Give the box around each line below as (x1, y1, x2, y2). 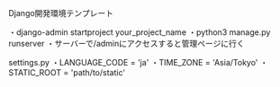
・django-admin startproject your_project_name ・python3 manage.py (8, 27, 271, 38)
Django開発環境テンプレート (8, 8, 114, 18)
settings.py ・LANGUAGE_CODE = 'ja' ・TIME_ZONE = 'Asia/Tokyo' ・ (8, 57, 269, 67)
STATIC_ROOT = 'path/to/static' (8, 67, 126, 78)
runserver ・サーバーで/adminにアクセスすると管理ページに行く (8, 39, 245, 48)
